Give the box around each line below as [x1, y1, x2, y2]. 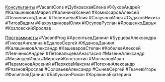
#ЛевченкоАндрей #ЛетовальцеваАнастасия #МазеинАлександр [5, 50, 145, 56]
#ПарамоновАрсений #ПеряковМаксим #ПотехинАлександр [5, 61, 135, 67]
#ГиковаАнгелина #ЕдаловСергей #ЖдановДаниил [5, 40, 114, 46]
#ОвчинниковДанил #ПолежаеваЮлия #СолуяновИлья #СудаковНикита [5, 15, 160, 20]
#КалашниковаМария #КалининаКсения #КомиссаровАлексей [5, 9, 139, 15]
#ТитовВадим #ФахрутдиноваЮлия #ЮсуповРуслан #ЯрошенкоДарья [5, 20, 156, 26]
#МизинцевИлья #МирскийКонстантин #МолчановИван [5, 56, 124, 61]
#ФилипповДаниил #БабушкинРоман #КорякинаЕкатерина [5, 72, 132, 77]
